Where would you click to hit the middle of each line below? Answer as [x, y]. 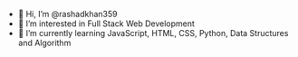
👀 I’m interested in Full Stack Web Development [106, 24]
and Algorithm [44, 43]
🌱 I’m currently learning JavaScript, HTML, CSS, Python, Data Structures [153, 33]
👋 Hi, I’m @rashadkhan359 [67, 14]
